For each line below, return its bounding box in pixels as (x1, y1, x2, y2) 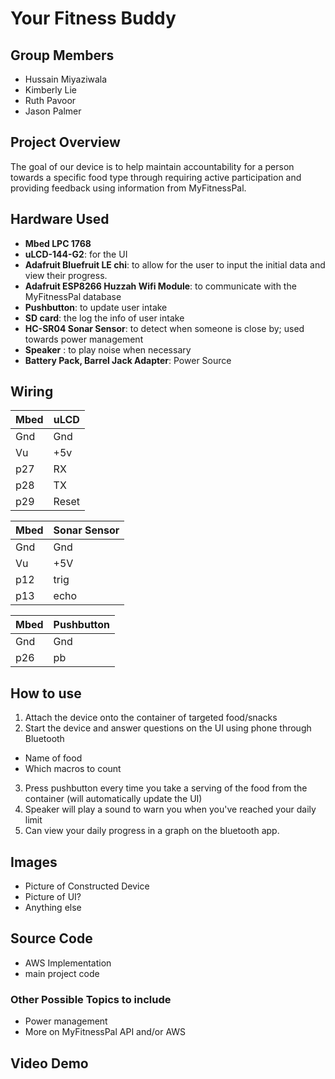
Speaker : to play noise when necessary (24, 343, 192, 356)
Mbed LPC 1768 (24, 237, 92, 249)
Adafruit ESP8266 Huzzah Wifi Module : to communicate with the (24, 280, 297, 292)
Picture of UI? (24, 891, 82, 903)
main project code (24, 967, 100, 979)
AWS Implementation (24, 957, 112, 969)
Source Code (10, 930, 93, 947)
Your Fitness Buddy (10, 7, 177, 30)
